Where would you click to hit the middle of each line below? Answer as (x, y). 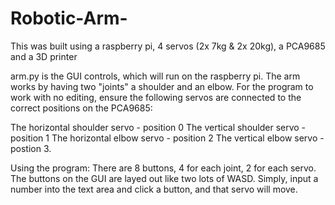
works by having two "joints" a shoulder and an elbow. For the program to (162, 86)
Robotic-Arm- (69, 18)
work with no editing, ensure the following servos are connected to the (156, 97)
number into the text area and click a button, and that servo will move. (154, 189)
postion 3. (31, 148)
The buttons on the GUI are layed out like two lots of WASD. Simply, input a (164, 178)
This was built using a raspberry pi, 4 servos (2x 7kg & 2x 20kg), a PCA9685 (168, 46)
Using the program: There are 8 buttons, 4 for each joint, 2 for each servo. (163, 168)
